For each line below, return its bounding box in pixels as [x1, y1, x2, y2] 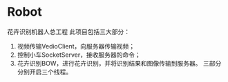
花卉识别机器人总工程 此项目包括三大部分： [7, 27, 130, 36]
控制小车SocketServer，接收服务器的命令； [17, 51, 141, 59]
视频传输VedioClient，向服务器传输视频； [17, 42, 135, 50]
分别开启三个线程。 [17, 68, 73, 76]
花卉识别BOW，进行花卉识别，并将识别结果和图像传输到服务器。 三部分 [17, 59, 222, 67]
